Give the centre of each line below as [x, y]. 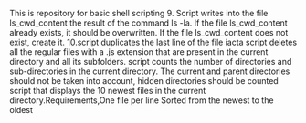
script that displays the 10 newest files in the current [108, 91]
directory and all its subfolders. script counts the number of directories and [151, 61]
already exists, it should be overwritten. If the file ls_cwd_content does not [149, 32]
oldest [21, 110]
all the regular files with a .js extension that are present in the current [139, 52]
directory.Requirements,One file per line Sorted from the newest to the [142, 100]
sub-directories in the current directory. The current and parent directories [150, 71]
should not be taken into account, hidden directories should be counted [144, 81]
